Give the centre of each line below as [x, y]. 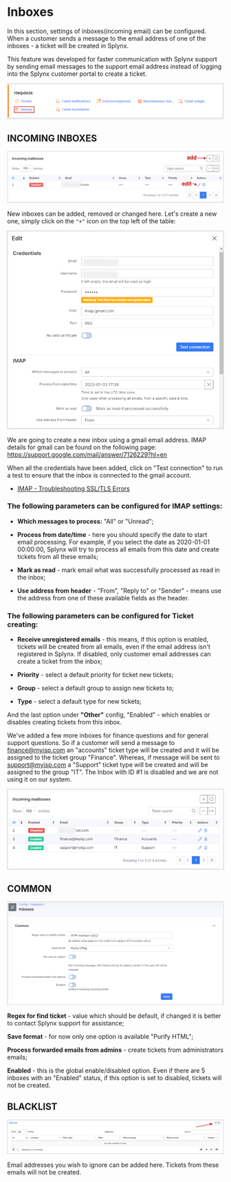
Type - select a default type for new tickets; [79, 702]
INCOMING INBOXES [52, 138]
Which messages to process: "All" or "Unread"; [85, 521]
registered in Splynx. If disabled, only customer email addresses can [114, 654]
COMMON [30, 889]
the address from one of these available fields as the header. [103, 598]
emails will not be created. [44, 1172]
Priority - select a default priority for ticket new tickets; [95, 675]
